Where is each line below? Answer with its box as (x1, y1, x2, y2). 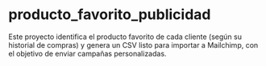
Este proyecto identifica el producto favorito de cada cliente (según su (8, 32, 242, 41)
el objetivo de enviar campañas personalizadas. (8, 49, 167, 58)
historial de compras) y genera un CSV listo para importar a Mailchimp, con (8, 40, 259, 49)
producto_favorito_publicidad (8, 6, 211, 24)
